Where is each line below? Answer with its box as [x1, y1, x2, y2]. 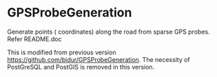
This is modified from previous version [7, 48, 116, 56]
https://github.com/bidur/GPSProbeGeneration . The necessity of [7, 55, 191, 63]
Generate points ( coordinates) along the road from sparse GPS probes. [7, 27, 210, 36]
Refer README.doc [7, 34, 62, 43]
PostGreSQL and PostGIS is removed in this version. [7, 63, 155, 71]
